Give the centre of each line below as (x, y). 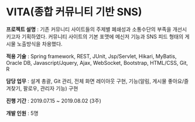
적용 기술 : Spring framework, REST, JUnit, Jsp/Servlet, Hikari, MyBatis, (91, 56)
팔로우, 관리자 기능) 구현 (51, 88)
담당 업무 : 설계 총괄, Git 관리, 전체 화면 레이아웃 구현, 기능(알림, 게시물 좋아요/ (95, 81)
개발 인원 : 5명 (22, 113)
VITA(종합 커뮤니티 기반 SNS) (74, 12)
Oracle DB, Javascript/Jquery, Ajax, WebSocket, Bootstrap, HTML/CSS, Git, (97, 62)
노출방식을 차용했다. (40, 44)
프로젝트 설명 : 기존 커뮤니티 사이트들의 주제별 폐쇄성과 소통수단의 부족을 (89, 29)
